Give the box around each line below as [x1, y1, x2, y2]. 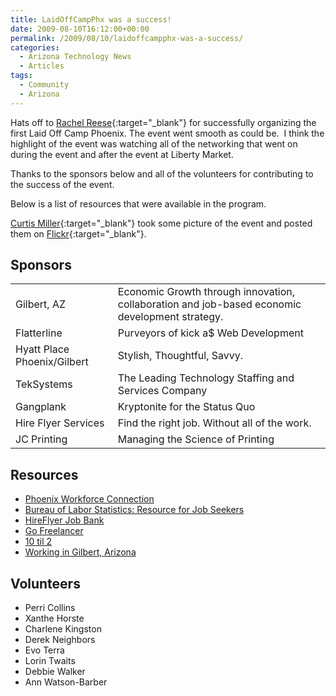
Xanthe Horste [24, 612, 85, 625]
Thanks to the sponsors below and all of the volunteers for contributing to [10, 167, 314, 180]
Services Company [117, 384, 208, 398]
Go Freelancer [24, 525, 84, 537]
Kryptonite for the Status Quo [117, 400, 256, 414]
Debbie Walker [24, 666, 86, 678]
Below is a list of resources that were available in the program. [10, 197, 267, 210]
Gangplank [15, 400, 67, 414]
